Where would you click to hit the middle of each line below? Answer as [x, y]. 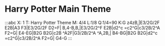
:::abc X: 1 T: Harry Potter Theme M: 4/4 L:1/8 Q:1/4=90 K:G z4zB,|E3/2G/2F [82, 23]
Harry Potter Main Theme [58, 9]
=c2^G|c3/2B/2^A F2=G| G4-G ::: [38, 38]
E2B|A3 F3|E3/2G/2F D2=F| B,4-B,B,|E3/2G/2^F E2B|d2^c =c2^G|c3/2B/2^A [82, 27]
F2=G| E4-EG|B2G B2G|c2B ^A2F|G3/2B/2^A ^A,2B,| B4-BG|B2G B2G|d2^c [81, 33]
